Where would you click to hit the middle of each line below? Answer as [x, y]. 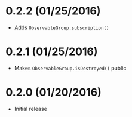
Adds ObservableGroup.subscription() [62, 27]
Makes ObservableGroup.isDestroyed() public [70, 68]
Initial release [30, 109]
